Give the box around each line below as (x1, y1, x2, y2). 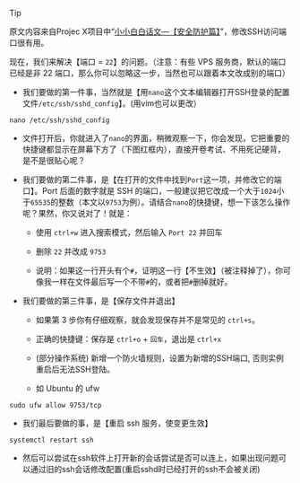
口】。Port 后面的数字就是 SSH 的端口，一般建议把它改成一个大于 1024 (21, 186, 277, 196)
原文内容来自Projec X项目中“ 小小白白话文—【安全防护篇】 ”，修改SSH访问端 (9, 26, 287, 37)
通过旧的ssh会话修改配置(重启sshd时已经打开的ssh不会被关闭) (30, 464, 261, 474)
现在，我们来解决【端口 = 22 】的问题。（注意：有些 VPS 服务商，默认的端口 (9, 57, 287, 66)
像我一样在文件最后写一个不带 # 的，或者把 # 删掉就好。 (35, 277, 233, 286)
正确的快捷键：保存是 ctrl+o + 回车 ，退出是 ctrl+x (35, 334, 222, 344)
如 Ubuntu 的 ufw (35, 383, 100, 393)
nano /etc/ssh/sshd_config (9, 116, 110, 125)
